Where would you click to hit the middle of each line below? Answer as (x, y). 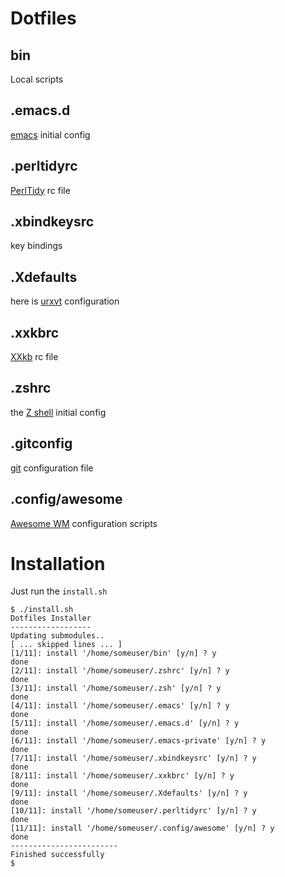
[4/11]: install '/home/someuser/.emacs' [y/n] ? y (120, 706)
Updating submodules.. (57, 636)
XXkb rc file (34, 357)
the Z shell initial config (58, 412)
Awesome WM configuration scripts (84, 523)
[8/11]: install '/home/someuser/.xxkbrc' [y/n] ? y (122, 776)
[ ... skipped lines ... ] (66, 645)
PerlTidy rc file (40, 190)
